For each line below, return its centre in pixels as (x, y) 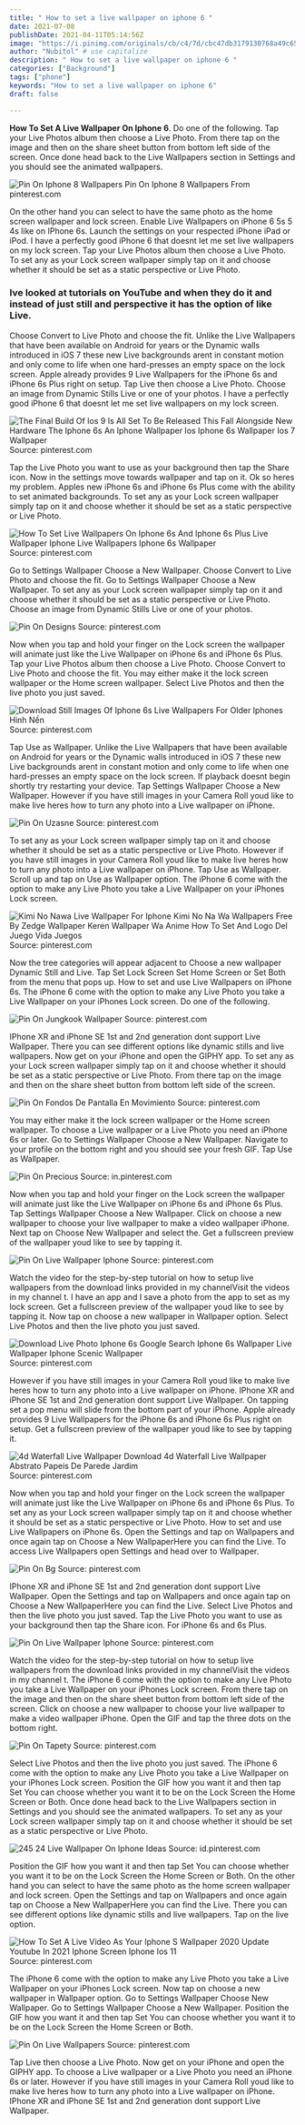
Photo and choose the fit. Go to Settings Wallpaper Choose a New (133, 579)
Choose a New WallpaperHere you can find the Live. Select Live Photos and (151, 1606)
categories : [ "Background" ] (63, 69)
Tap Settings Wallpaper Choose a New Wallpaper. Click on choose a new (146, 1213)
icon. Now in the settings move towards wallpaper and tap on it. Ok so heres (152, 477)
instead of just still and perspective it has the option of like (141, 304)
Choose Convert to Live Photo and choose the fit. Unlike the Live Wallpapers (152, 335)
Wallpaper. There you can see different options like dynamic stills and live (147, 1046)
